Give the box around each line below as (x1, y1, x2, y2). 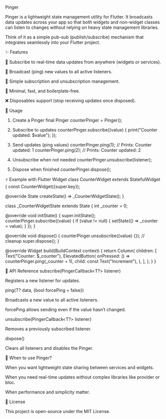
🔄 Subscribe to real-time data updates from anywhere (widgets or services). (5, 59, 162, 65)
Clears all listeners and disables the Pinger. (5, 345, 93, 351)
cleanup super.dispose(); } (5, 238, 60, 244)
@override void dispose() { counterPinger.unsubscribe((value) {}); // (5, 233, 145, 239)
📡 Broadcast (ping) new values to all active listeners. (5, 69, 113, 74)
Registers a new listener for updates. (5, 278, 81, 283)
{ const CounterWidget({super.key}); (5, 184, 81, 189)
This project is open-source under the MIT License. (5, 409, 111, 414)
